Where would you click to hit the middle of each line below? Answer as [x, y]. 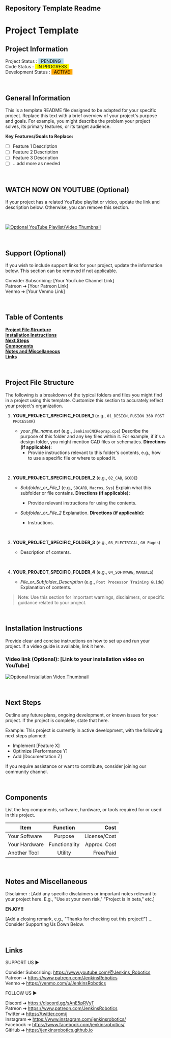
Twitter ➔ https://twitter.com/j [36, 1014]
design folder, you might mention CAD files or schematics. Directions [93, 442]
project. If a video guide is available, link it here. [55, 646]
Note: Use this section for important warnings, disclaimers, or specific [91, 597]
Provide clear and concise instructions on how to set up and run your [78, 641]
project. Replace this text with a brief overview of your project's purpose [81, 116]
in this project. [20, 815]
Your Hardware [26, 844]
